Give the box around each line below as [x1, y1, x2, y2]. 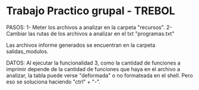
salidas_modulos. [6, 47, 49, 54]
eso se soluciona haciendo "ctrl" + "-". [6, 78, 101, 85]
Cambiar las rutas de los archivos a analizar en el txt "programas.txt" [6, 30, 175, 37]
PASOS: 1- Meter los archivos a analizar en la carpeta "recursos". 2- [6, 24, 172, 31]
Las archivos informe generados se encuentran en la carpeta [6, 41, 156, 49]
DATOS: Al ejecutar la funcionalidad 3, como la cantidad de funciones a [6, 59, 181, 66]
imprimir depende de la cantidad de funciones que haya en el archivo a [6, 65, 180, 72]
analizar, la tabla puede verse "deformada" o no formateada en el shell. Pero [6, 72, 193, 79]
